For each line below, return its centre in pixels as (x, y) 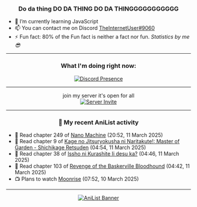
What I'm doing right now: (98, 66)
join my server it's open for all (98, 95)
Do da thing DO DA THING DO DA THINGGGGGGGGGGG (98, 9)
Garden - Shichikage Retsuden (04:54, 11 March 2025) (80, 147)
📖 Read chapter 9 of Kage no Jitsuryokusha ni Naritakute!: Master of (97, 141)
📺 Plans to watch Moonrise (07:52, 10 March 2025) (77, 179)
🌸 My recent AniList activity (98, 122)
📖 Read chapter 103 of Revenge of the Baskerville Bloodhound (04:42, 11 (102, 166)
